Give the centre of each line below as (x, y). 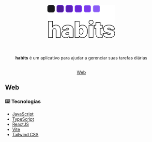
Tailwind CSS (25, 134)
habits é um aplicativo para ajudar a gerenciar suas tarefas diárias (81, 57)
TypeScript (23, 119)
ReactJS (20, 124)
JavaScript (23, 114)
